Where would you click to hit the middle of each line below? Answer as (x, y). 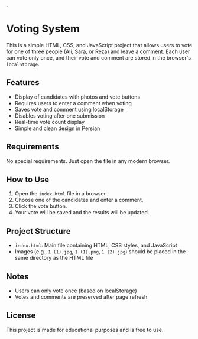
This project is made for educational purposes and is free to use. (85, 330)
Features (23, 82)
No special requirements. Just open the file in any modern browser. (88, 161)
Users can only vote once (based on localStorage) (76, 291)
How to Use (28, 179)
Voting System (43, 29)
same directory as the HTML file (54, 258)
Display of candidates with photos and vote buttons (77, 97)
